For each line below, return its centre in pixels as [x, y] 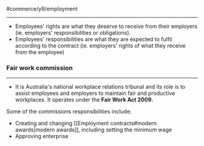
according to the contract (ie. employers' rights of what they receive [100, 46]
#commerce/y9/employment [42, 9]
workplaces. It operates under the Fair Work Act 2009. [84, 100]
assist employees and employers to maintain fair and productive [95, 93]
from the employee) [40, 52]
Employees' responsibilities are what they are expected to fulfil [93, 39]
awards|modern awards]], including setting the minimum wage [93, 130]
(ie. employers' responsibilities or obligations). [73, 33]
